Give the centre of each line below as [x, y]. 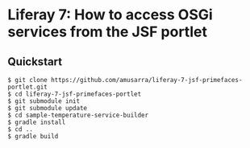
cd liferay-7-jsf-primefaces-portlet [78, 94]
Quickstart [35, 62]
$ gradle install [37, 122]
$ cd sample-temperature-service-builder [78, 115]
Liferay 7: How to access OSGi [110, 15]
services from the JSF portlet [107, 32]
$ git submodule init [44, 101]
